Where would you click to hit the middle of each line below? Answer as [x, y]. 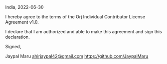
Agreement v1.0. [22, 22]
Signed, [13, 46]
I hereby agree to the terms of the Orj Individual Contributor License [75, 17]
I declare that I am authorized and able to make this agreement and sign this [83, 32]
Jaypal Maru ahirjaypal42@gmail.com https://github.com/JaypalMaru [77, 56]
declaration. [18, 37]
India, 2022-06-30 [24, 7]
